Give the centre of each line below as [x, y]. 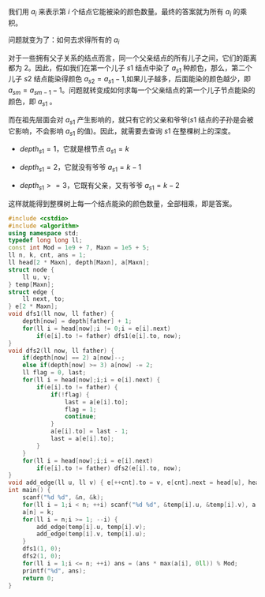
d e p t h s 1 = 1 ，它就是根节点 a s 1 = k [74, 150]
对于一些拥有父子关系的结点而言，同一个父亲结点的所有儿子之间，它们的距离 [132, 58]
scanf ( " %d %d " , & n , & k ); [63, 497]
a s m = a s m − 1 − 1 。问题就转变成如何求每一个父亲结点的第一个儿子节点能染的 [132, 91]
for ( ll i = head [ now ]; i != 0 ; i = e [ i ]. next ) [97, 329]
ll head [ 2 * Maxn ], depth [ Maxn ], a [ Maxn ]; [79, 263]
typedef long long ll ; [45, 240]
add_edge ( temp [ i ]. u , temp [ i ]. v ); [91, 527]
